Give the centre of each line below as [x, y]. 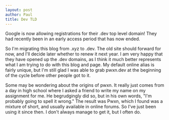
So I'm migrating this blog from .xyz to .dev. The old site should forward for [83, 49]
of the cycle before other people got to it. [48, 76]
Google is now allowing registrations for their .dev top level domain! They [81, 34]
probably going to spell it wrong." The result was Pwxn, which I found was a [84, 101]
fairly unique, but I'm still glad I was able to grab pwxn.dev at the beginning [83, 70]
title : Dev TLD [21, 19]
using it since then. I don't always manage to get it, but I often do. [73, 112]
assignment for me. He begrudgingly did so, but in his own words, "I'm [79, 96]
